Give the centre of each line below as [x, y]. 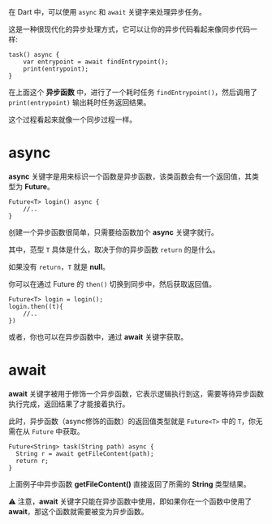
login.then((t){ [36, 306]
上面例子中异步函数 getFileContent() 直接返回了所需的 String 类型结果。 [130, 484]
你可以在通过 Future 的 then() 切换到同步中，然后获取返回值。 [112, 284]
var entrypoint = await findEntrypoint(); [96, 62]
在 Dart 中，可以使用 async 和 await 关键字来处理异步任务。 [108, 12]
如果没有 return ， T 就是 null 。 [59, 266]
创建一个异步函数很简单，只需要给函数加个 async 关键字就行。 [114, 232]
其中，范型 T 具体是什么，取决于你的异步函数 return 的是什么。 [114, 249]
